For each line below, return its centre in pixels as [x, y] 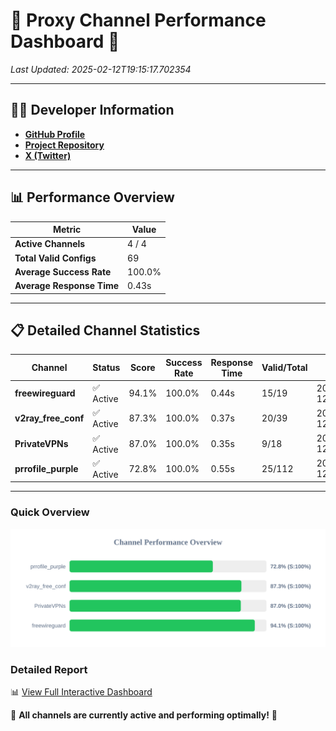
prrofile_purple [46, 468]
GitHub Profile [55, 134]
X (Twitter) [48, 155]
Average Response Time [67, 286]
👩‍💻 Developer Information [92, 110]
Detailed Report [49, 669]
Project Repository [64, 145]
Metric [67, 230]
